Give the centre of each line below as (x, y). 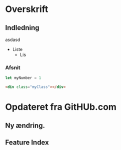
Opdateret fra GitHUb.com (61, 107)
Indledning (22, 28)
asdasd (13, 39)
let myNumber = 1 (23, 78)
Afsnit (13, 67)
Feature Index (27, 143)
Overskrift (27, 9)
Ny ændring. (25, 125)
